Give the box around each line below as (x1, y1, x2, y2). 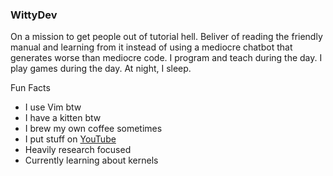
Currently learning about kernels (24, 154, 159, 167)
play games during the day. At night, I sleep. (10, 63, 192, 75)
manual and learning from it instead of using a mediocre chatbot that (10, 41, 293, 53)
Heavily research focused (24, 144, 132, 156)
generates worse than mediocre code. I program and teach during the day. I (10, 52, 323, 64)
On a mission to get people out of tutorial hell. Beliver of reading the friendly (10, 31, 323, 43)
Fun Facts (10, 82, 51, 94)
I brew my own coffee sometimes (24, 123, 163, 135)
